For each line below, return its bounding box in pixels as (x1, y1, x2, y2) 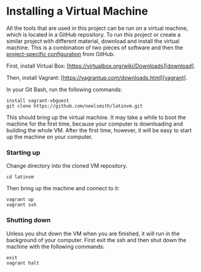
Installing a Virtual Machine (6, 4, 148, 18)
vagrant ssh (6, 202, 37, 208)
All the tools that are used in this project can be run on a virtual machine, (6, 24, 189, 32)
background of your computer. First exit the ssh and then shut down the (6, 236, 187, 243)
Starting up (6, 148, 41, 157)
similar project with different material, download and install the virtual (6, 37, 180, 45)
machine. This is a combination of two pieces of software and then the (6, 44, 183, 51)
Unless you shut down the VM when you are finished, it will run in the (6, 230, 180, 237)
